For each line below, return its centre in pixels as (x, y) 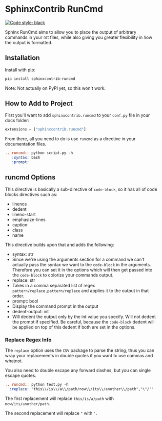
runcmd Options (30, 177)
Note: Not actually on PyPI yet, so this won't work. (55, 88)
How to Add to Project (39, 104)
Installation (22, 58)
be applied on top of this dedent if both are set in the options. (74, 327)
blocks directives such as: (31, 194)
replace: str (24, 280)
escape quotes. (21, 375)
